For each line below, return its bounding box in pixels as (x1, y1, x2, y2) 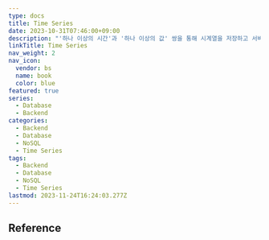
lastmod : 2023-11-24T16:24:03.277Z (8, 191, 128, 200)
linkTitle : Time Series (8, 42, 88, 50)
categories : (8, 117, 48, 125)
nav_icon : (8, 57, 42, 65)
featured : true (8, 86, 59, 95)
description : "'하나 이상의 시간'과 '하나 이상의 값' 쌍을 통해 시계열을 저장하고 (8, 34, 249, 43)
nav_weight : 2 (8, 49, 56, 57)
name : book (15, 72, 52, 80)
